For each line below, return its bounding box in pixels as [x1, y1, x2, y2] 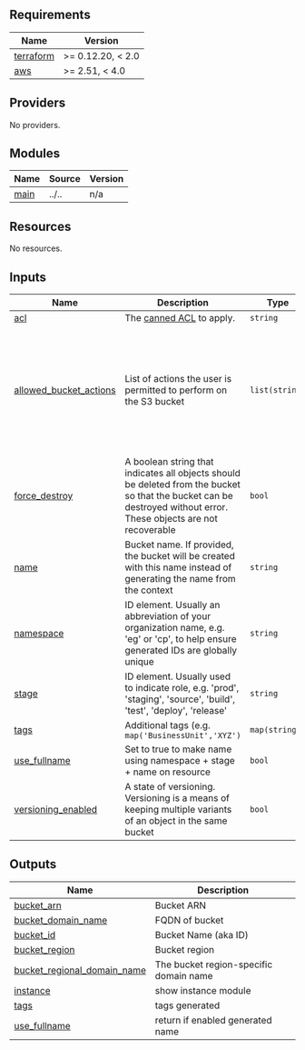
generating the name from [124, 573, 236, 585]
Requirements [9, 7, 91, 23]
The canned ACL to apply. [124, 312, 236, 325]
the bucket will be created [124, 550, 236, 563]
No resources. [9, 243, 63, 254]
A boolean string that [124, 455, 214, 468]
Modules [9, 145, 61, 162]
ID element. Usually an [124, 599, 221, 612]
